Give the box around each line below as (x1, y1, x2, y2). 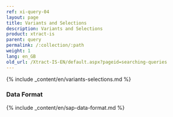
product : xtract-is (6, 31, 55, 37)
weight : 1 (6, 48, 31, 54)
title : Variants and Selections (6, 20, 87, 26)
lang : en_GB (6, 53, 36, 59)
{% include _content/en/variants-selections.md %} (6, 76, 132, 83)
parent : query (6, 37, 42, 43)
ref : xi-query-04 (6, 8, 50, 15)
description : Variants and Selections (6, 25, 103, 32)
